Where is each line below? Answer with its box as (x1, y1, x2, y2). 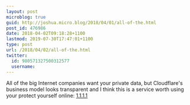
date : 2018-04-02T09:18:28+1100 (6, 31, 85, 37)
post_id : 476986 (6, 25, 46, 31)
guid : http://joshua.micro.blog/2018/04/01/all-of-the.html (6, 19, 157, 25)
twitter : (6, 52, 28, 58)
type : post (6, 42, 33, 48)
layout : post (6, 8, 38, 15)
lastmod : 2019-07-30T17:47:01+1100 (6, 36, 94, 42)
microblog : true (6, 14, 46, 20)
